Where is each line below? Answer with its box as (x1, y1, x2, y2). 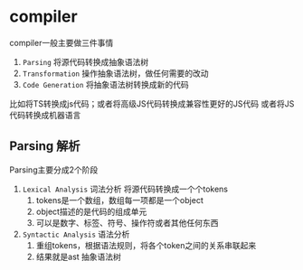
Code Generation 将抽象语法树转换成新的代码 (22, 79, 190, 89)
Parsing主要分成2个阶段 (9, 164, 99, 175)
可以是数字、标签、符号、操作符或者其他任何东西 (35, 217, 219, 228)
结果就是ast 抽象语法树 (35, 251, 122, 262)
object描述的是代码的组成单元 (35, 206, 147, 217)
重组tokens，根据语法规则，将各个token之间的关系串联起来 (35, 239, 257, 250)
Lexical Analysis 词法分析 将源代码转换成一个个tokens (22, 183, 229, 194)
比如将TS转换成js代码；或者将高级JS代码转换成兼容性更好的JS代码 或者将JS (9, 98, 295, 109)
